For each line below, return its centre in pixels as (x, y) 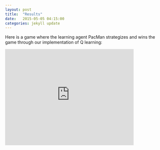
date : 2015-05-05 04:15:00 (35, 19)
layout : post (18, 10)
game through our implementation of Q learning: (54, 43)
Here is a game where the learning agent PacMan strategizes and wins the (80, 37)
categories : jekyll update (33, 23)
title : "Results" (24, 14)
